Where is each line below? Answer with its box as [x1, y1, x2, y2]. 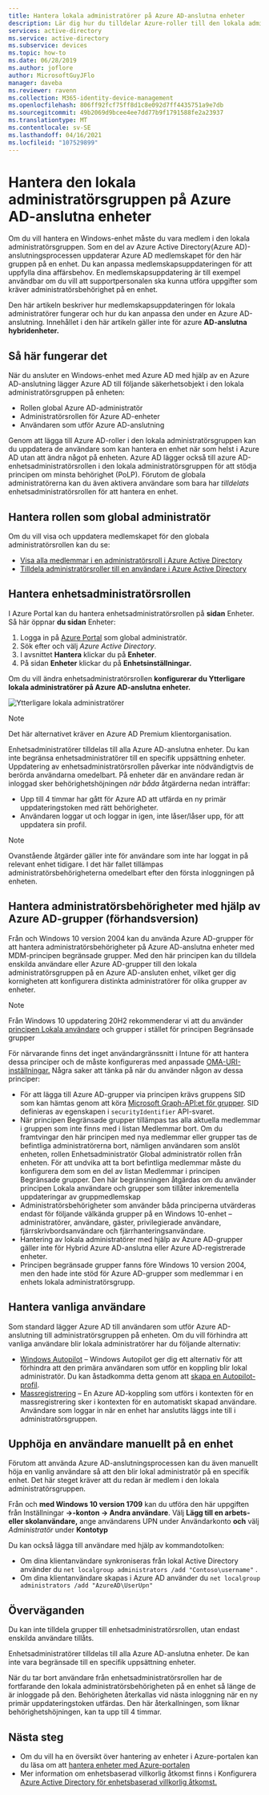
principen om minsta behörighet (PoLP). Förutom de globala [8, 470, 206, 480]
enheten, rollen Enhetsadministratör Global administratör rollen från [19, 1149, 243, 1159]
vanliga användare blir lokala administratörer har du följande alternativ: [8, 1338, 242, 1348]
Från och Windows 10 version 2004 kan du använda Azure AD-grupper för [8, 933, 254, 943]
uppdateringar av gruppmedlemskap [19, 1192, 142, 1201]
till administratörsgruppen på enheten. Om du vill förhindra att [44, 1330, 248, 1340]
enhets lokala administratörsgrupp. [19, 1277, 135, 1286]
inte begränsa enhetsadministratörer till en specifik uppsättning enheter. [8, 753, 246, 762]
